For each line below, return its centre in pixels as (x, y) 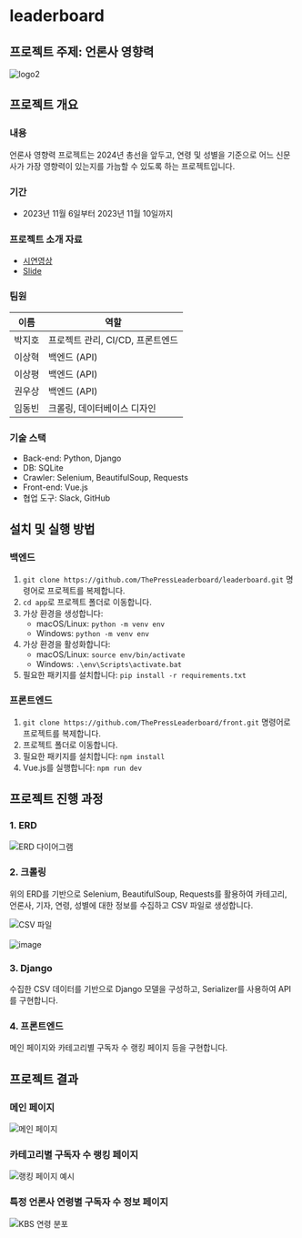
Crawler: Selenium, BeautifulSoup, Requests (106, 477)
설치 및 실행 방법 (52, 529)
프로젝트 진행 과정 (56, 799)
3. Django (31, 968)
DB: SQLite (43, 467)
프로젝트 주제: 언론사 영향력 (82, 51)
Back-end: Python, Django (72, 458)
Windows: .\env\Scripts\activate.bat (109, 664)
